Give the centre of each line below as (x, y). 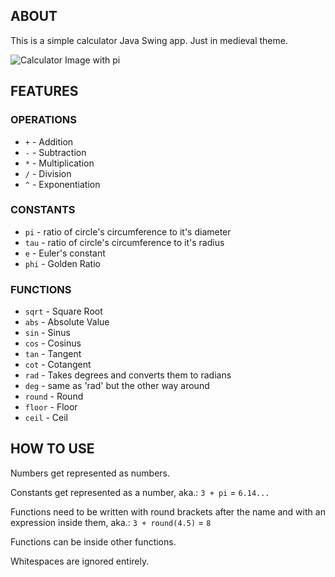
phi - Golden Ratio (62, 263)
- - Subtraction (55, 152)
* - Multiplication (59, 163)
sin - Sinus (47, 333)
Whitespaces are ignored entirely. (80, 561)
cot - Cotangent (58, 365)
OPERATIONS (43, 120)
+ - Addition (49, 141)
